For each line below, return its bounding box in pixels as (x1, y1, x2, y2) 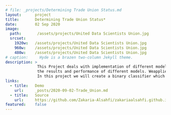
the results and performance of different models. (37, 69, 147, 74)
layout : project (5, 12, 51, 17)
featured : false (5, 102, 47, 107)
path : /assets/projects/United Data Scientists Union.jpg (10, 31, 149, 36)
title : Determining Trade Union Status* (5, 17, 106, 22)
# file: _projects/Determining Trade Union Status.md (5, 7, 122, 13)
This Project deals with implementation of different (37, 64, 154, 69)
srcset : (10, 36, 26, 41)
